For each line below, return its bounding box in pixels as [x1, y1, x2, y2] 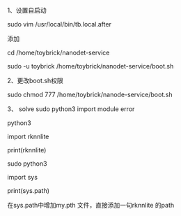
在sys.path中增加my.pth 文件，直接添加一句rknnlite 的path [7, 201, 175, 209]
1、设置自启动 [7, 6, 47, 14]
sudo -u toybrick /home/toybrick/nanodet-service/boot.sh [7, 62, 174, 70]
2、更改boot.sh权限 [7, 76, 64, 85]
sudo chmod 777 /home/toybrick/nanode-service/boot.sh [7, 90, 173, 99]
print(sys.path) [7, 187, 50, 194]
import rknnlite [7, 132, 49, 141]
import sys [7, 173, 38, 181]
